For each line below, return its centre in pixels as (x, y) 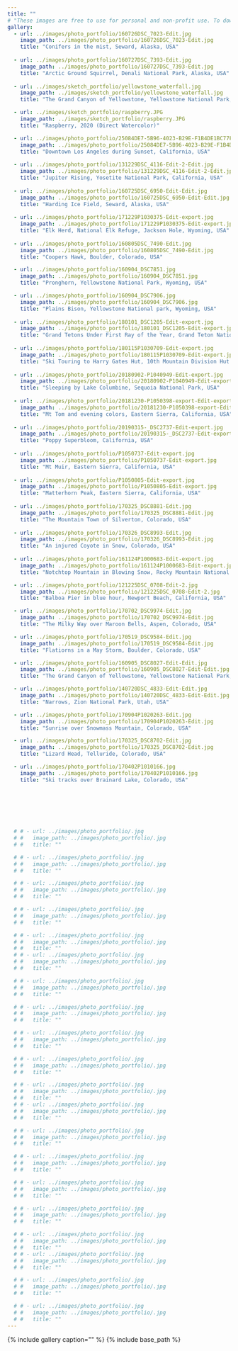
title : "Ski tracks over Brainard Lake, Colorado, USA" (104, 780)
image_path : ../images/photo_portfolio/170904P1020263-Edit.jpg (117, 721)
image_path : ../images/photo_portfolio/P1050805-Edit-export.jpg (119, 487)
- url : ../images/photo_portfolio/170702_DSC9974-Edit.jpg (103, 611)
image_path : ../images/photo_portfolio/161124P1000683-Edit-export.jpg (128, 565)
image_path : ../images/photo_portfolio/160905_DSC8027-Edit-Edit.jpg (125, 669)
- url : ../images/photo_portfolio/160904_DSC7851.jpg (95, 270)
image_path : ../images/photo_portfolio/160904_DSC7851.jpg (109, 276)
